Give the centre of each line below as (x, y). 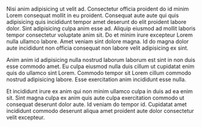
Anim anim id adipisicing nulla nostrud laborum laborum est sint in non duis (101, 60)
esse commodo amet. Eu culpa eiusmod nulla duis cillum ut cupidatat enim (100, 66)
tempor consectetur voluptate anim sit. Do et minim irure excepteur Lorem (99, 35)
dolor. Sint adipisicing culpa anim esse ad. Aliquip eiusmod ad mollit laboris (101, 28)
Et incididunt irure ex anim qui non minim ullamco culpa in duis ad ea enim (99, 91)
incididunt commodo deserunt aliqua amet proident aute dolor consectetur (100, 111)
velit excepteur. (26, 117)
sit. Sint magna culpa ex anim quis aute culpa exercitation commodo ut (95, 98)
